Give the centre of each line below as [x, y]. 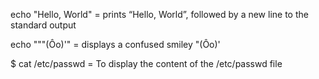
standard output [43, 25]
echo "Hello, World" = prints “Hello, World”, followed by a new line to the [159, 14]
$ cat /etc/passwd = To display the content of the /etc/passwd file [146, 63]
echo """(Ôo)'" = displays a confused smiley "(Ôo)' [115, 44]
